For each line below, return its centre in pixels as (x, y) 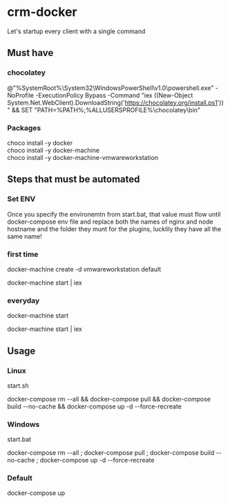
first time (23, 254)
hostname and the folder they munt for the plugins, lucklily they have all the (114, 228)
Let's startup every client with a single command (76, 31)
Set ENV (21, 199)
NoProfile (21, 95)
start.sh (18, 386)
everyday (23, 300)
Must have (30, 53)
